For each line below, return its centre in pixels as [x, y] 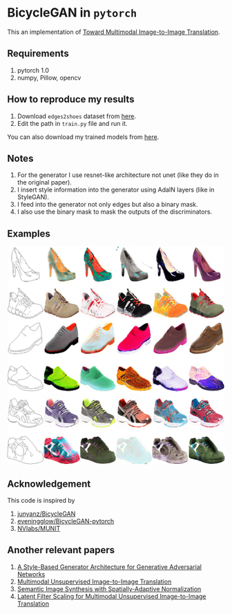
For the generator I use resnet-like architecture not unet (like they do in [118, 175]
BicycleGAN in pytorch [72, 13]
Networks [31, 574]
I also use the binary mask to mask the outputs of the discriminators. [115, 212]
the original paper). [45, 183]
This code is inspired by [41, 500]
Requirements [38, 54]
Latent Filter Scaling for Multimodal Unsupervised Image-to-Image [112, 596]
